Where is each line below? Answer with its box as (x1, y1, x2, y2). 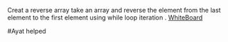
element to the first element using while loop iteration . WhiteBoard (7, 13, 203, 22)
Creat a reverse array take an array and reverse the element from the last (7, 6, 222, 14)
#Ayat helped (7, 27, 46, 35)
